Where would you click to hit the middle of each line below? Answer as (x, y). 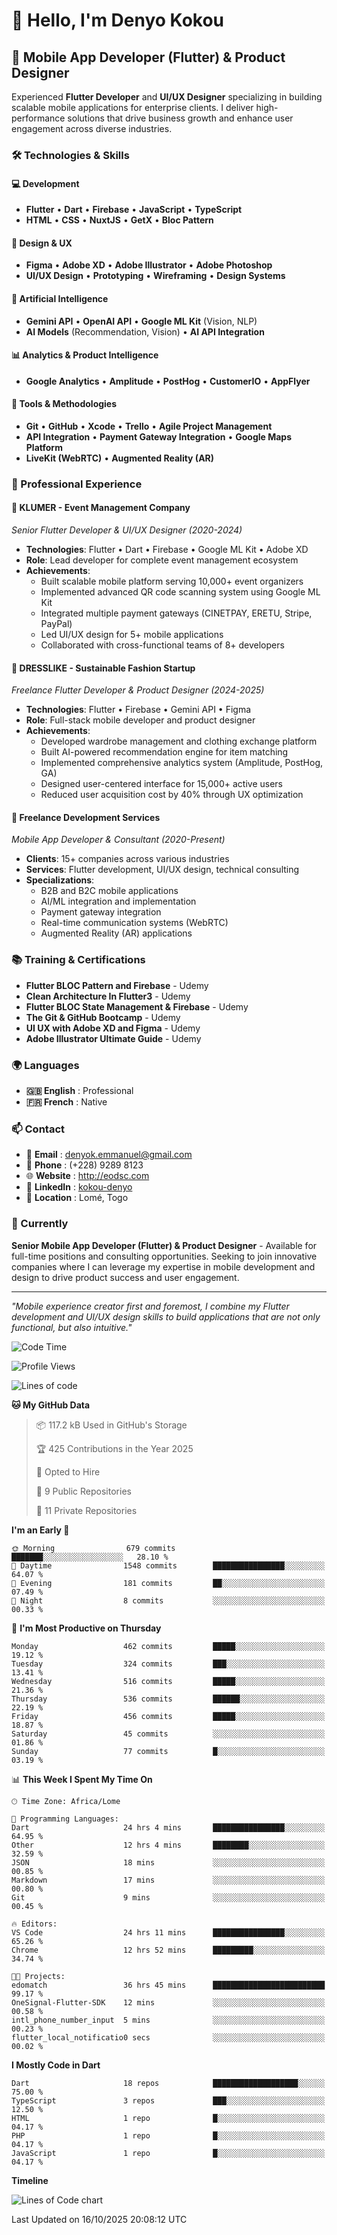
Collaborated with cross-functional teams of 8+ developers (162, 645)
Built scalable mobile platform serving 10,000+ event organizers (172, 581)
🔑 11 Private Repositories (86, 1510)
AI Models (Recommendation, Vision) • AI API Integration (145, 331)
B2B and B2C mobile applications (109, 891)
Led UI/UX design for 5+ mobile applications (132, 635)
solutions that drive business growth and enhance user (180, 118)
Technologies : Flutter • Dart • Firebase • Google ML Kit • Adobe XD (167, 550)
